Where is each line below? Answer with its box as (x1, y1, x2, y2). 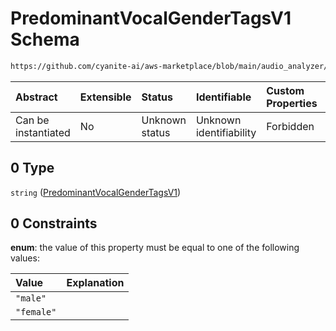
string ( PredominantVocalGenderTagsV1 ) (10, 186, 182, 198)
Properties (266, 96, 318, 110)
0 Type (10, 160, 55, 177)
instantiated (15, 125, 71, 139)
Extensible (79, 90, 132, 104)
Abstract (15, 90, 58, 104)
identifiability (195, 125, 257, 139)
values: (10, 252, 40, 264)
